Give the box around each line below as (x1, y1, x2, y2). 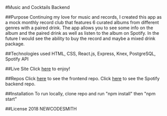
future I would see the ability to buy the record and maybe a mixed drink (5, 35, 156, 41)
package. (5, 41, 25, 47)
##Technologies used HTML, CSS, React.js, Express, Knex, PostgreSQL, (5, 50, 156, 56)
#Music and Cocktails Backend (5, 5, 70, 10)
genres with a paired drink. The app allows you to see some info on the (5, 25, 153, 31)
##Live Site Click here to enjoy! (5, 66, 70, 72)
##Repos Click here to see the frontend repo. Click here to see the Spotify (5, 76, 160, 81)
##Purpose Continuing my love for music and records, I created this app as (5, 14, 162, 20)
